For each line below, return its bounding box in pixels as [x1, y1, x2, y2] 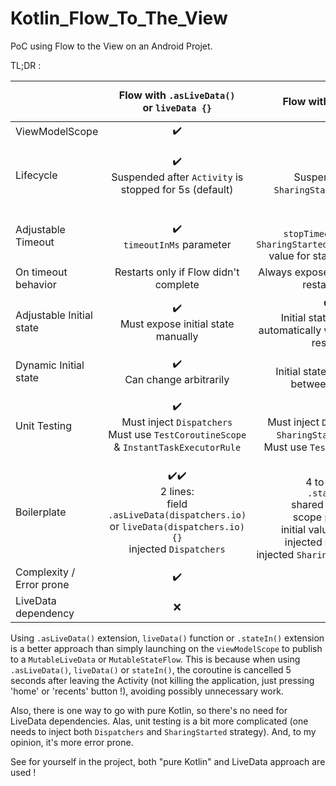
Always [258, 265, 293, 279]
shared [291, 497, 324, 511]
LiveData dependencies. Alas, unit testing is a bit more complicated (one [10, 715, 309, 727]
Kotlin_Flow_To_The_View [10, 7, 228, 30]
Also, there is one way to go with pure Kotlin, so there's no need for [10, 704, 288, 716]
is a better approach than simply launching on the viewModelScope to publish [10, 642, 323, 654]
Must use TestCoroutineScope [108, 427, 247, 441]
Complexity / [15, 565, 76, 579]
